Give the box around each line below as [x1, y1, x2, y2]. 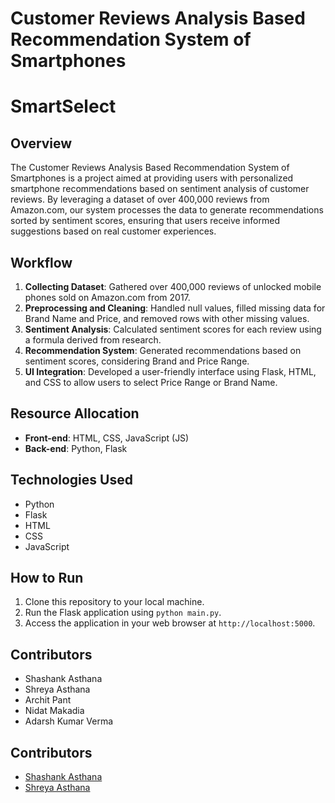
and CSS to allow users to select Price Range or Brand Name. [24, 377, 278, 388]
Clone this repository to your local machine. [24, 596, 205, 608]
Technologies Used [10, 472, 133, 489]
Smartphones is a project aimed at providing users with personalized [10, 172, 294, 184]
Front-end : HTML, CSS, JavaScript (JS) [24, 432, 190, 444]
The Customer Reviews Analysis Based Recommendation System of [10, 162, 290, 174]
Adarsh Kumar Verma [24, 715, 114, 727]
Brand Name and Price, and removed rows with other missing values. [24, 313, 310, 324]
